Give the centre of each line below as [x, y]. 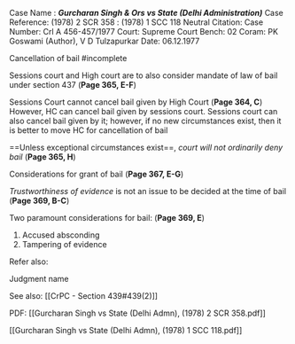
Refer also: [29, 262]
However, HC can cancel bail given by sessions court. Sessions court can [144, 111]
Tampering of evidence [65, 244]
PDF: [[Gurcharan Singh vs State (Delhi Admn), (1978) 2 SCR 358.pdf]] [137, 313]
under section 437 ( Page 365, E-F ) [73, 85]
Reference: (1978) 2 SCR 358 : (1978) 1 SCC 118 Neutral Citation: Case [136, 22]
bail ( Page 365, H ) [43, 157]
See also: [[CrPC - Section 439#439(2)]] [83, 296]
